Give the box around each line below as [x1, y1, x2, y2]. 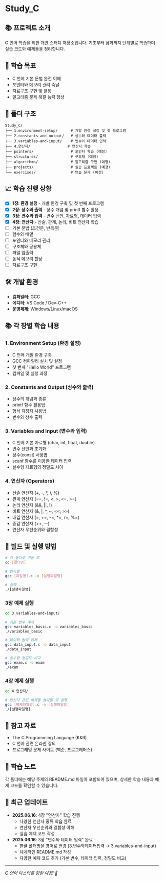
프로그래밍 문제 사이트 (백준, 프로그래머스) [12, 747, 93, 753]
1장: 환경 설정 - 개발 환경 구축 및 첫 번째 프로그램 [12, 201, 104, 206]
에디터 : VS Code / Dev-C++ [12, 300, 67, 305]
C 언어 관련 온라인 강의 [12, 741, 56, 747]
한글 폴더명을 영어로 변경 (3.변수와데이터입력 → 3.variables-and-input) [19, 843, 156, 849]
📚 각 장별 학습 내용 [5, 322, 60, 330]
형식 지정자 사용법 [12, 408, 46, 414]
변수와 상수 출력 [12, 414, 42, 420]
